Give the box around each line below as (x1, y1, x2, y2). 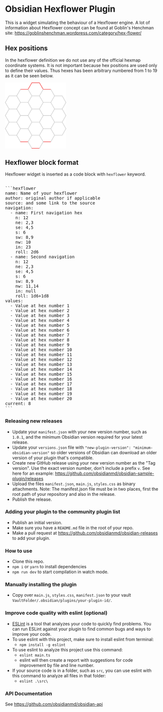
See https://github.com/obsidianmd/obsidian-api (5, 701, 103, 707)
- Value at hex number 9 (10, 342, 70, 348)
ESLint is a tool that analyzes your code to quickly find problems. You (12, 621, 151, 626)
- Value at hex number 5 (10, 323, 70, 328)
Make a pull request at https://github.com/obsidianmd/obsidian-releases (12, 530, 158, 536)
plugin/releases (12, 475, 44, 481)
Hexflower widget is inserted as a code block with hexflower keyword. (5, 171, 146, 177)
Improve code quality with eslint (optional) (5, 610, 108, 617)
